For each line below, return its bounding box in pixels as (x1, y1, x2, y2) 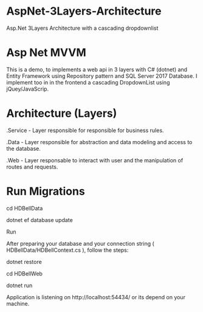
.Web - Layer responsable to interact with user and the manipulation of (6, 156, 184, 164)
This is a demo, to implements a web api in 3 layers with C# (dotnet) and (6, 66, 187, 73)
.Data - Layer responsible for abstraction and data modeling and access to (6, 138, 193, 145)
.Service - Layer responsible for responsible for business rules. (6, 127, 164, 134)
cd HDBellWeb (6, 269, 43, 277)
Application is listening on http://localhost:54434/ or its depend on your (6, 293, 185, 300)
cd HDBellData (6, 204, 43, 212)
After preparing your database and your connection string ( (6, 240, 155, 247)
